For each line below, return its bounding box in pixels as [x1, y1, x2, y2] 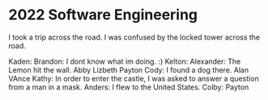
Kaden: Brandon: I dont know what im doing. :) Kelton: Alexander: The [8, 56, 241, 66]
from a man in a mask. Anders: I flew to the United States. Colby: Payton [8, 82, 249, 92]
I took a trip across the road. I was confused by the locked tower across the [8, 32, 261, 42]
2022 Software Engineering [8, 6, 198, 24]
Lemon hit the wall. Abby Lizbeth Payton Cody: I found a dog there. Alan [8, 65, 249, 74]
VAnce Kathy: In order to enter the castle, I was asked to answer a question [8, 73, 259, 83]
